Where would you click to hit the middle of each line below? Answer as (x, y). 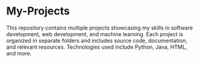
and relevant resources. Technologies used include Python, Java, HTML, (97, 47)
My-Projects (38, 11)
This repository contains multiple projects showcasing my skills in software (100, 28)
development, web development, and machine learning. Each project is (95, 34)
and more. (19, 53)
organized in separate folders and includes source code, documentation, (97, 40)
